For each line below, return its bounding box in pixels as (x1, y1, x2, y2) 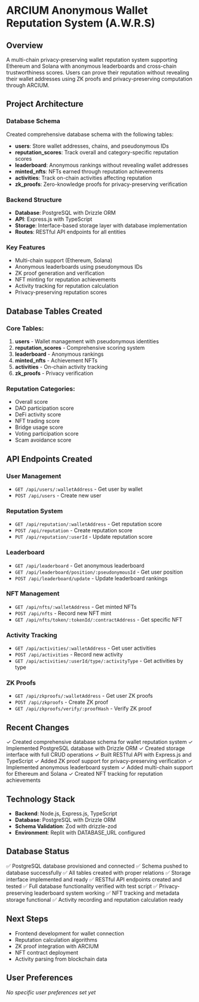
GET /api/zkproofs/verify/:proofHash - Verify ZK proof (14, 705, 152, 712)
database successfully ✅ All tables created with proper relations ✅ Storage (6, 869, 191, 876)
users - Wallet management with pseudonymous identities (14, 337, 160, 345)
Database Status (6, 847, 70, 857)
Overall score (14, 398, 48, 406)
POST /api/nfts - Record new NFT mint (14, 610, 112, 617)
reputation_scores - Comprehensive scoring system (14, 344, 145, 351)
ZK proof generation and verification (14, 269, 105, 277)
